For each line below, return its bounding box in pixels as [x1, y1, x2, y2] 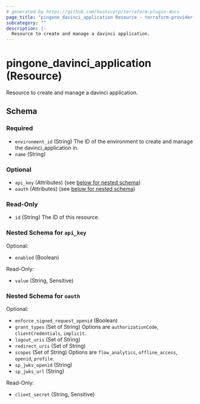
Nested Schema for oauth [6, 292, 80, 300]
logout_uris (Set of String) [14, 335, 81, 343]
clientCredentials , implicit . [14, 329, 86, 337]
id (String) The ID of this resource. [14, 214, 100, 221]
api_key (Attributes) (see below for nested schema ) [14, 179, 141, 186]
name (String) [14, 150, 46, 158]
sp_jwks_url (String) [14, 368, 64, 375]
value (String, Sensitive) [14, 277, 74, 284]
